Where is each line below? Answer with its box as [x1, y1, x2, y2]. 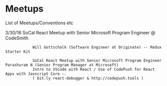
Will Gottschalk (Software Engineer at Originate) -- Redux [32, 45, 162, 50]
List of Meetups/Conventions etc [5, 20, 73, 26]
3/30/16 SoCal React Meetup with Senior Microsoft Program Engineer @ [5, 29, 155, 35]
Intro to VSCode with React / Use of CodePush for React [32, 67, 155, 72]
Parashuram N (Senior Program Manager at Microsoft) [5, 62, 119, 67]
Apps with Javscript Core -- [5, 71, 67, 76]
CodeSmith [5, 35, 29, 41]
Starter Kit [5, 49, 30, 54]
